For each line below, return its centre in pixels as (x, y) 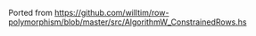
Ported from (30, 13)
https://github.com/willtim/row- (111, 13)
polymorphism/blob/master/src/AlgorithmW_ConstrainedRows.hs (128, 22)
